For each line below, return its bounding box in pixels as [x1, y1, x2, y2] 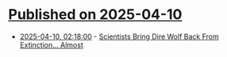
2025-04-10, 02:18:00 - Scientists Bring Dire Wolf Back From [19, 32, 220, 41]
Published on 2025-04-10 [8, 6, 183, 24]
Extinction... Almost [19, 40, 83, 49]
